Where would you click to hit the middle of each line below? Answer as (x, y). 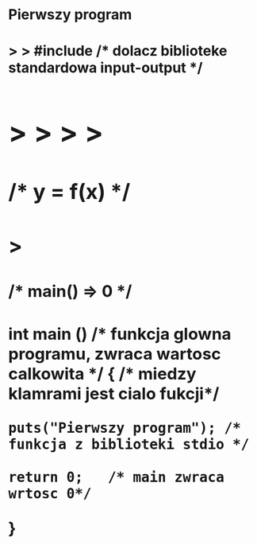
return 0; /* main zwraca (116, 477)
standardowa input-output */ (105, 68)
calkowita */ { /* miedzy (102, 374)
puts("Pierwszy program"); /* (125, 428)
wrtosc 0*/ (50, 493)
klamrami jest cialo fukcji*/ (114, 394)
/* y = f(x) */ (69, 191)
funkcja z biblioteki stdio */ (129, 444)
